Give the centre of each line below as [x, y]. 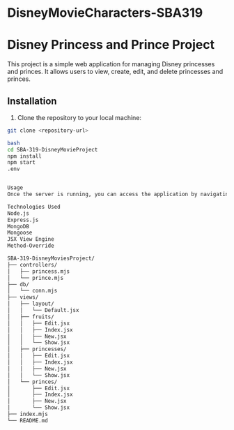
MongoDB [18, 226]
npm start [22, 163]
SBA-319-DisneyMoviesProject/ [51, 259]
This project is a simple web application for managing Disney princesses [111, 64]
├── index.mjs [28, 414]
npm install [24, 156]
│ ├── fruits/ [31, 317]
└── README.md [28, 420]
